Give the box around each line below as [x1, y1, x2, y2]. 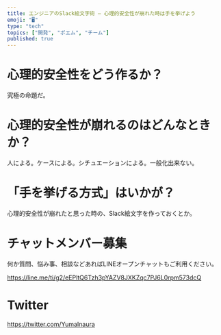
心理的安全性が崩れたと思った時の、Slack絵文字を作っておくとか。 [7, 209, 196, 217]
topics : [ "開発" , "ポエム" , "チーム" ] [7, 29, 109, 36]
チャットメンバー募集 [7, 236, 127, 251]
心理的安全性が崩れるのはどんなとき [7, 118, 211, 134]
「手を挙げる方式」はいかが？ [7, 186, 176, 201]
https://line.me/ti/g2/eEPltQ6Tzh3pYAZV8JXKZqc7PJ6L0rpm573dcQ [7, 273, 202, 282]
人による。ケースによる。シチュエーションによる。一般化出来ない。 [7, 159, 198, 166]
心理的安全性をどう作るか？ [7, 67, 164, 83]
